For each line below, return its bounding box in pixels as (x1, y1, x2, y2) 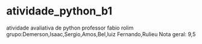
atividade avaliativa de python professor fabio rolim (6, 24, 134, 31)
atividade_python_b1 (6, 4, 113, 18)
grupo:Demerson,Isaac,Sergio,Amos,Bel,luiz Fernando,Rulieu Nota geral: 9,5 (6, 30, 196, 37)
